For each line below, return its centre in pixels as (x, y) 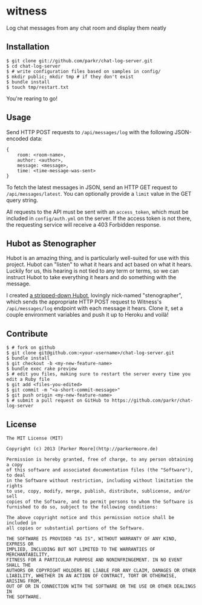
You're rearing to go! (32, 99)
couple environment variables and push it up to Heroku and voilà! (87, 315)
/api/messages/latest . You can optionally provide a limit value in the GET (99, 193)
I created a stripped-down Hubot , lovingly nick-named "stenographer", (94, 296)
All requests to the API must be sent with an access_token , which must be (97, 212)
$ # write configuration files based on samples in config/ (84, 71)
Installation (28, 47)
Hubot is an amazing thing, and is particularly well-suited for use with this (98, 258)
